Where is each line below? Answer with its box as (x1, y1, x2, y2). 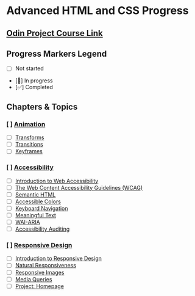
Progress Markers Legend (6, 48, 107, 59)
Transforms (15, 134, 44, 141)
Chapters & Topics (6, 101, 78, 112)
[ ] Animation (6, 120, 46, 128)
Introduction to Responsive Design (15, 254, 102, 262)
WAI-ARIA (15, 218, 41, 226)
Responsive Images (15, 269, 65, 276)
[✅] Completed (15, 84, 53, 91)
